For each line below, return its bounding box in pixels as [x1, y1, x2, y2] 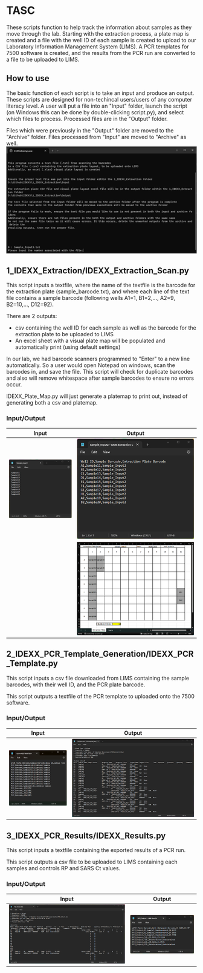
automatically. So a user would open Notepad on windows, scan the [6, 362, 175, 369]
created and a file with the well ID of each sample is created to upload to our [6, 36, 196, 44]
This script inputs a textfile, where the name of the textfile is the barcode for [6, 282, 196, 289]
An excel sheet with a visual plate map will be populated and [14, 337, 166, 345]
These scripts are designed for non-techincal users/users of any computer [6, 96, 192, 103]
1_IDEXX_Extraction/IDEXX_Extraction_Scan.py [6, 265, 189, 276]
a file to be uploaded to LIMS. [6, 56, 80, 63]
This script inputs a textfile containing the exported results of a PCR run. [6, 846, 186, 853]
